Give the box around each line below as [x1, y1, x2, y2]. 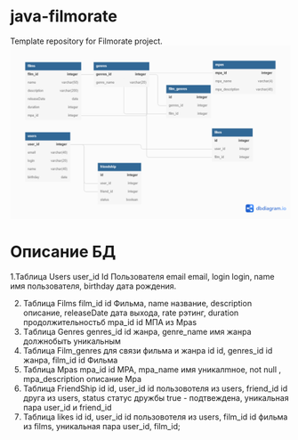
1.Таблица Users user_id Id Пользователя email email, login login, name [10, 271, 275, 281]
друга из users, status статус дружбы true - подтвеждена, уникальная [22, 392, 289, 403]
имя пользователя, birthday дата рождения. [10, 281, 177, 291]
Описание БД [10, 242, 117, 262]
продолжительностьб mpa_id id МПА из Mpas [22, 316, 197, 327]
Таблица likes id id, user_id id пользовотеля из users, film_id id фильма [22, 411, 288, 422]
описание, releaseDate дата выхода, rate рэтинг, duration [22, 307, 239, 318]
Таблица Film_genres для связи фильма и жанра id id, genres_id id [22, 345, 273, 355]
